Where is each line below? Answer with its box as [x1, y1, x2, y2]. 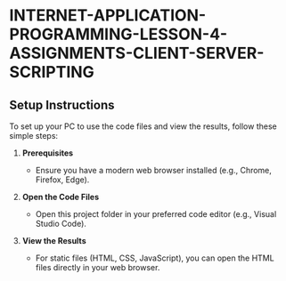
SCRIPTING [9, 62, 95, 83]
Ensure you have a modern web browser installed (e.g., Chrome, [35, 165, 272, 175]
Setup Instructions [9, 97, 115, 112]
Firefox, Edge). [35, 174, 90, 185]
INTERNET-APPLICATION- [9, 5, 207, 26]
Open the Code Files [21, 192, 100, 202]
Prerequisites [21, 148, 74, 158]
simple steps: [9, 131, 59, 140]
